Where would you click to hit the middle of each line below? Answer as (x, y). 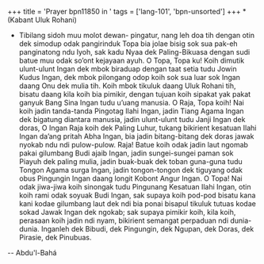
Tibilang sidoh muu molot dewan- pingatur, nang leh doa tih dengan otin (137, 35)
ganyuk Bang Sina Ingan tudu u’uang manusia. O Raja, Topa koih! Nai (132, 103)
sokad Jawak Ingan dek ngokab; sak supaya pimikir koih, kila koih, (127, 212)
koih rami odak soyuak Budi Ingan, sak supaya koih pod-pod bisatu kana (137, 195)
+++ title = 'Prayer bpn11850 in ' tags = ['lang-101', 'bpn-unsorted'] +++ (124, 11)
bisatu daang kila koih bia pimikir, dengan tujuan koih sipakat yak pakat (135, 94)
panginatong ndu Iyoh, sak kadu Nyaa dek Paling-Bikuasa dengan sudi (134, 52)
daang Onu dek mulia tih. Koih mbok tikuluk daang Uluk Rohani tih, (127, 86)
